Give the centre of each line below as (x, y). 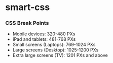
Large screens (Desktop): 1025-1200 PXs (55, 50)
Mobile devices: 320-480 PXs (44, 34)
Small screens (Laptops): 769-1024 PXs (54, 45)
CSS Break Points (27, 23)
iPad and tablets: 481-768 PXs (44, 39)
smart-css (28, 7)
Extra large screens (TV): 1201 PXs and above (60, 55)
